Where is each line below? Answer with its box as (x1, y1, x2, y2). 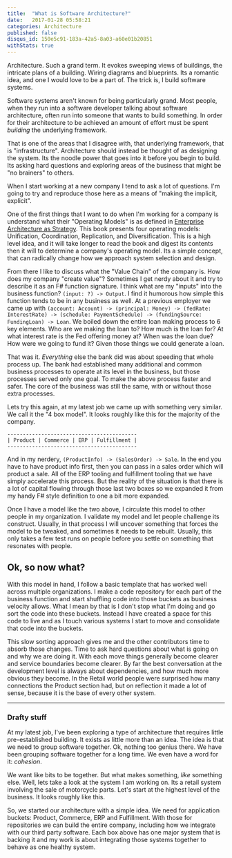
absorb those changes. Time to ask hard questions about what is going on (7, 645, 219, 653)
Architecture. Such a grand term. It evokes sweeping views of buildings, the (7, 61, 223, 69)
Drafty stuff (7, 712, 47, 722)
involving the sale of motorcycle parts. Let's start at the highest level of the (7, 786, 220, 794)
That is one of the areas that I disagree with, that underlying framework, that (7, 139, 224, 147)
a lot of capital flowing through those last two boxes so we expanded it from (7, 485, 224, 492)
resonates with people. (7, 542, 72, 549)
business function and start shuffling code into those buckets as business (7, 594, 217, 603)
